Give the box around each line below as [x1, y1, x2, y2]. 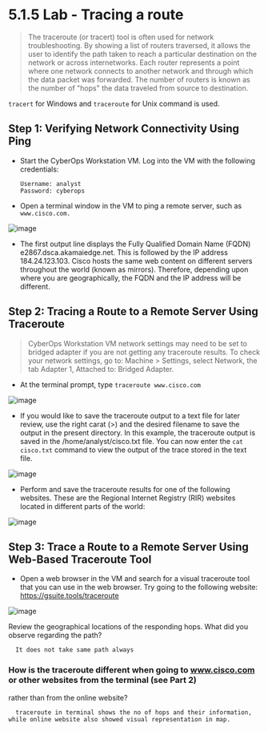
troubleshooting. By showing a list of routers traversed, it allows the [27, 40, 250, 50]
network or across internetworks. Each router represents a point [27, 58, 240, 67]
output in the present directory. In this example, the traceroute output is [19, 427, 256, 438]
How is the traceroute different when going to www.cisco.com [8, 664, 255, 676]
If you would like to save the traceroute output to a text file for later [19, 410, 240, 420]
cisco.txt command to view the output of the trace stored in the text [19, 445, 247, 454]
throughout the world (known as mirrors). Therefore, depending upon [19, 265, 249, 274]
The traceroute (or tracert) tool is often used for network [27, 32, 214, 42]
